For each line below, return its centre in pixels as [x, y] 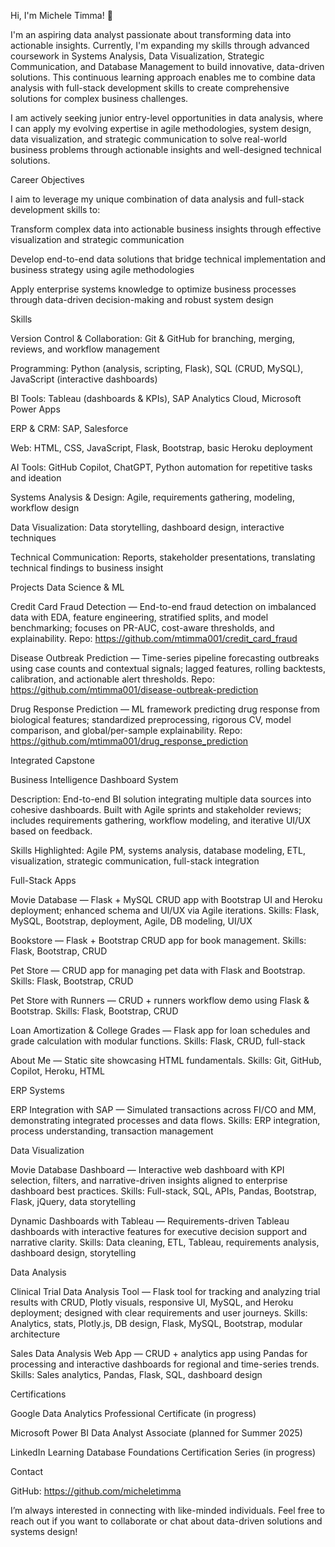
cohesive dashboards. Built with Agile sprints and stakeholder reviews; [156, 809]
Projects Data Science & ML [67, 587]
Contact [26, 1471]
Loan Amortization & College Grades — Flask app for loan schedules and [160, 1030]
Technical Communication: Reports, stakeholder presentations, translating [163, 557]
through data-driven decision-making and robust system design [142, 299]
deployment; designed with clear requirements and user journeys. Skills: [159, 1313]
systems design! [44, 1531]
